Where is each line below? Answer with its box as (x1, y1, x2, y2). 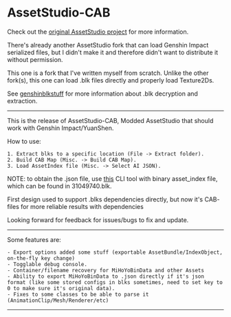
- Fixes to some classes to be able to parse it (7, 291, 149, 298)
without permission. (7, 55, 63, 63)
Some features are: (7, 235, 62, 243)
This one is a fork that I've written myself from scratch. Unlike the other (7, 69, 209, 77)
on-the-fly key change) (7, 254, 76, 262)
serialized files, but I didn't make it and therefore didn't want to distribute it (7, 48, 219, 56)
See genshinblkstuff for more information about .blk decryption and (7, 89, 198, 98)
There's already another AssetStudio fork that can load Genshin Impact (7, 41, 209, 49)
